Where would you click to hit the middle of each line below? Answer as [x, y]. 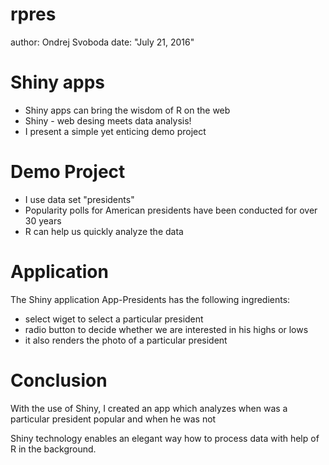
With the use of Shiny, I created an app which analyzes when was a [149, 408]
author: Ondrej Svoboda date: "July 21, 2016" [102, 42]
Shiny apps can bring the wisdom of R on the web [127, 110]
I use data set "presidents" [79, 199]
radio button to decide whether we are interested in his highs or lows [166, 329]
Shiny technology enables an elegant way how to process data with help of [165, 438]
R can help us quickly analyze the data [104, 231]
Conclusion [59, 380]
